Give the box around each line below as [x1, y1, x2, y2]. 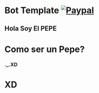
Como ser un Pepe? [4, 44, 85, 55]
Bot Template [4, 5, 59, 16]
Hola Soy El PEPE [4, 24, 57, 33]
